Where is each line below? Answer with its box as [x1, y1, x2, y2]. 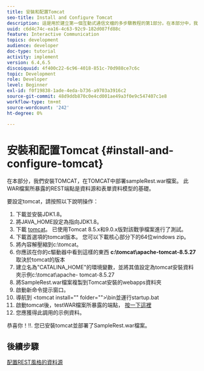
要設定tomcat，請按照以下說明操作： [7, 198, 99, 205]
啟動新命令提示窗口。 [15, 286, 69, 294]
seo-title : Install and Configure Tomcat [7, 15, 113, 21]
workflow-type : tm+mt [7, 99, 62, 105]
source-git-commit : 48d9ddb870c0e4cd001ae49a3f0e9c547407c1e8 [7, 93, 167, 99]
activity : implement [7, 54, 59, 60]
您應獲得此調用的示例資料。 [15, 309, 85, 317]
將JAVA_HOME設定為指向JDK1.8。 [15, 218, 102, 226]
